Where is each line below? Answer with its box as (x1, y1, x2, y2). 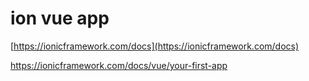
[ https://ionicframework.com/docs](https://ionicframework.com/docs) (10, 40, 300, 52)
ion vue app (10, 7, 110, 30)
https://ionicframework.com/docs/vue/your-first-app (10, 59, 228, 71)
